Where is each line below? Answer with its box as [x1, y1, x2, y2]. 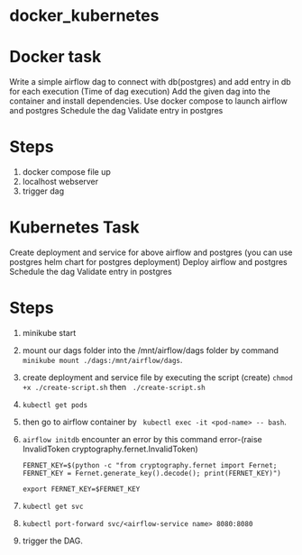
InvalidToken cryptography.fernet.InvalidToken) [22, 443, 198, 454]
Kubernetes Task [9, 217, 140, 238]
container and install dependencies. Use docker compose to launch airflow [9, 96, 288, 106]
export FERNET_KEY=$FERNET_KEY [22, 484, 141, 494]
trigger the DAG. [22, 535, 83, 546]
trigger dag [22, 186, 65, 196]
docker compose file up [22, 167, 111, 177]
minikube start [22, 327, 77, 338]
